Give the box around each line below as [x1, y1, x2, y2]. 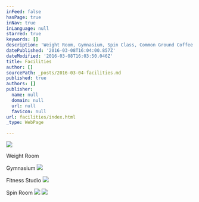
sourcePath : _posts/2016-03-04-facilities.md [6, 70, 121, 76]
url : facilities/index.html [6, 114, 76, 120]
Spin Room [6, 189, 33, 197]
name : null [11, 92, 39, 98]
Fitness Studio [6, 177, 42, 184]
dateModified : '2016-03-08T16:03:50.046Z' [6, 53, 113, 59]
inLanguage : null [6, 25, 49, 32]
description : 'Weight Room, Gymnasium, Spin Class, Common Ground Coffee [6, 42, 194, 48]
